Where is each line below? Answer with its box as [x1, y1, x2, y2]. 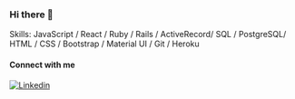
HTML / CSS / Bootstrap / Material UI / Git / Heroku [9, 38, 200, 49]
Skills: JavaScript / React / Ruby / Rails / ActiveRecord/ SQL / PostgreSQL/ [9, 29, 287, 40]
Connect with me [9, 59, 75, 70]
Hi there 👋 [9, 8, 54, 21]
